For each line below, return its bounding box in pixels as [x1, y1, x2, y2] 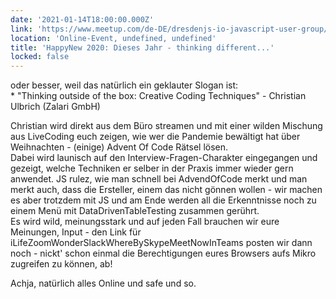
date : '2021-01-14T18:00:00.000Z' [10, 14, 155, 25]
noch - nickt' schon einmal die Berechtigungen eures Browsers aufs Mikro [10, 247, 317, 260]
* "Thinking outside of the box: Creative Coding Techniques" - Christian [10, 90, 307, 102]
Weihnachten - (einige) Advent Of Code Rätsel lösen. [10, 141, 229, 153]
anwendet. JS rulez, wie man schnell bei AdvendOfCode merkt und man [10, 173, 308, 185]
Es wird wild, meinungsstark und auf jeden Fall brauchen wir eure [10, 216, 280, 228]
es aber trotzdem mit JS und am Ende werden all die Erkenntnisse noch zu [10, 194, 317, 206]
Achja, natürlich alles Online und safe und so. [10, 277, 197, 290]
